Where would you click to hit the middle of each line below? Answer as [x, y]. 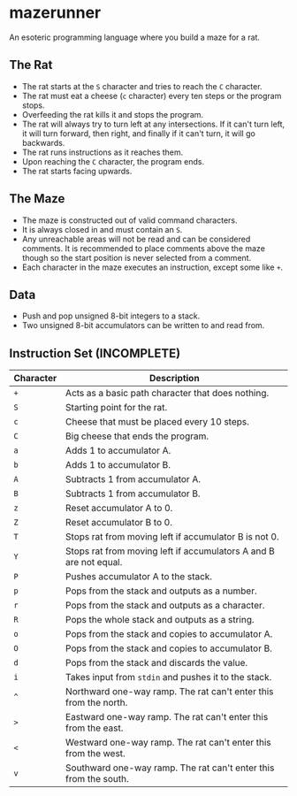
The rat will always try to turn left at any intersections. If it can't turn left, [153, 124]
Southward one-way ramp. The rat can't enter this [170, 768]
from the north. [96, 703]
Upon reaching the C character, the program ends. [113, 161]
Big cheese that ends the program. [137, 436]
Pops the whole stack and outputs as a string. [160, 620]
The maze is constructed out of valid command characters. [129, 220]
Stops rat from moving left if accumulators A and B [170, 551]
